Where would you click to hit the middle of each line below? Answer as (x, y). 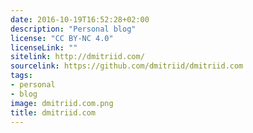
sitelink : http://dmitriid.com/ (77, 57)
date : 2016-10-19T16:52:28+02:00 (80, 19)
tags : (21, 76)
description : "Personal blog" (73, 29)
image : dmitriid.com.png (62, 103)
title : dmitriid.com (53, 112)
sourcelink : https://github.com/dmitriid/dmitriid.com (127, 66)
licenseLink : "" (44, 47)
